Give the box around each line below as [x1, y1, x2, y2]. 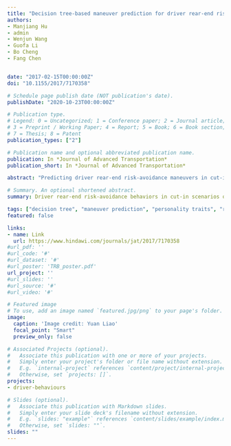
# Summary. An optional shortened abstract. [7, 187, 137, 194]
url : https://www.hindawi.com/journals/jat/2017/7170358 [13, 237, 180, 245]
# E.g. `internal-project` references [7, 365, 125, 372]
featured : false [7, 212, 54, 219]
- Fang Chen [7, 55, 41, 62]
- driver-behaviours [7, 384, 67, 391]
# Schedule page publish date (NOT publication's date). [7, 92, 174, 99]
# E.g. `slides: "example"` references [7, 416, 128, 423]
